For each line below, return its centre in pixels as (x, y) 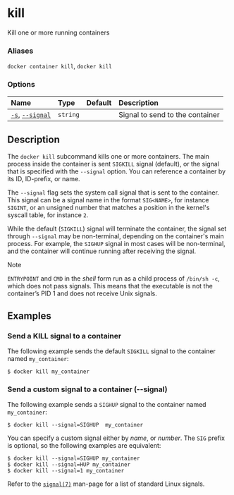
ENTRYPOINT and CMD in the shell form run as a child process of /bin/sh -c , (113, 279)
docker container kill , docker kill (60, 66)
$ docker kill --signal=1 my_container (66, 471)
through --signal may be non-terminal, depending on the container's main (116, 236)
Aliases (20, 51)
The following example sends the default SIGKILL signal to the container (112, 351)
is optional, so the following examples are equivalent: (84, 446)
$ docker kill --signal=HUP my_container (69, 465)
